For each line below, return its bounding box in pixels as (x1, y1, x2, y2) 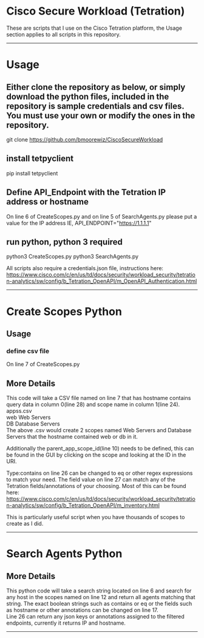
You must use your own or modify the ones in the (6, 110, 195, 121)
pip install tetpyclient (6, 169, 58, 177)
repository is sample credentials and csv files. (6, 101, 185, 111)
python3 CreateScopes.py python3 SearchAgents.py (6, 253, 138, 260)
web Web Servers (6, 414, 51, 421)
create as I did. (6, 520, 44, 528)
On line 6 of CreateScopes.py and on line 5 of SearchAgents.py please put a (6, 212, 197, 220)
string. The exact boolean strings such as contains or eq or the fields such (6, 600, 192, 608)
